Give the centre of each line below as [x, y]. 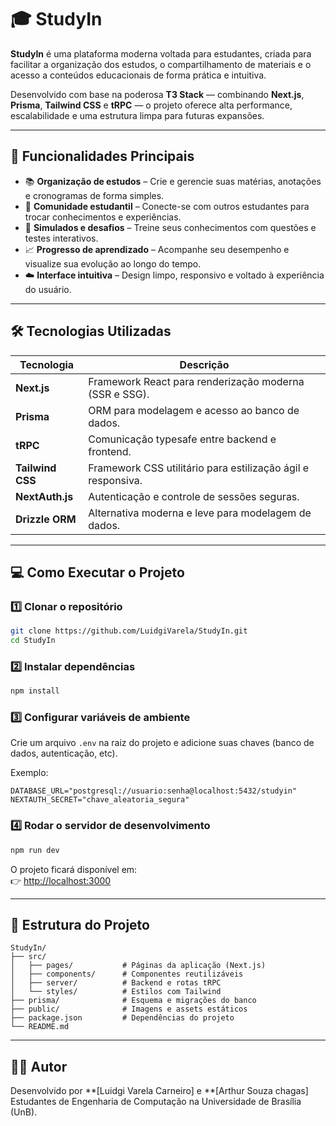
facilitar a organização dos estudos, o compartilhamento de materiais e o [161, 64]
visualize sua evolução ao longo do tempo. [113, 263]
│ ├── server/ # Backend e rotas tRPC [116, 983]
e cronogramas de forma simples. [94, 195]
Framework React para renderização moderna [196, 381]
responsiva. [115, 480]
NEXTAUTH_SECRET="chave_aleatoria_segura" [100, 800]
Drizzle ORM [46, 519]
